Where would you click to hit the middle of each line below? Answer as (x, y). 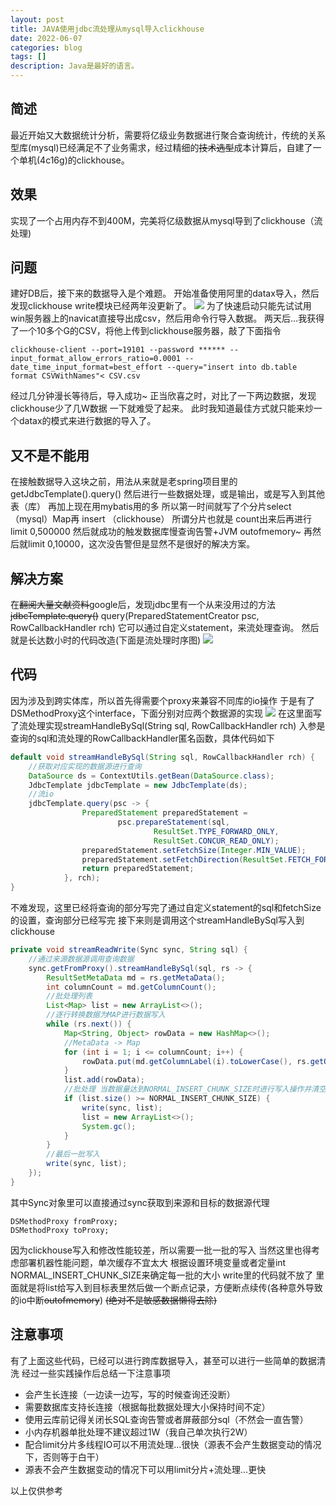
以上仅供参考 (36, 1490)
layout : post (37, 19)
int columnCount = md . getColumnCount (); (131, 987)
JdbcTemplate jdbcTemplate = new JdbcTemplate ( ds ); (138, 785)
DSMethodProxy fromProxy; (64, 1221)
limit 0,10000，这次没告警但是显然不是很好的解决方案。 (141, 544)
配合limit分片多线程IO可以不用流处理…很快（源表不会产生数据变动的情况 (173, 1444)
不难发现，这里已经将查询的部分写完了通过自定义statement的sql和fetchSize (166, 907)
